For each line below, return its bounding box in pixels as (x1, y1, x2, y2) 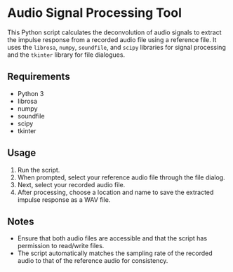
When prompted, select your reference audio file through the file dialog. (17, 173, 226, 182)
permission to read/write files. (17, 242, 105, 250)
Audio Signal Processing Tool (7, 5, 182, 21)
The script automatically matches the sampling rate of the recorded (17, 249, 213, 257)
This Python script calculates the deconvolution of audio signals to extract (7, 28, 222, 36)
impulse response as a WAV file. (17, 195, 111, 204)
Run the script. (17, 165, 60, 174)
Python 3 (17, 89, 44, 97)
